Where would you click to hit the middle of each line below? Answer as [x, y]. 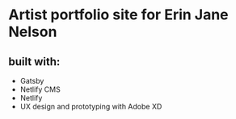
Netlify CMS [40, 89]
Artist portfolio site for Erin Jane [118, 15]
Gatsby [32, 81]
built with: [34, 62]
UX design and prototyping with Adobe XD [91, 107]
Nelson [33, 32]
